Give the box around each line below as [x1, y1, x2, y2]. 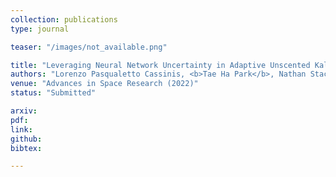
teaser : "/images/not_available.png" [10, 42, 168, 52]
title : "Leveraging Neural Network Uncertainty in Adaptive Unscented [10, 60, 311, 70]
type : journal [10, 24, 70, 34]
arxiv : [10, 106, 38, 116]
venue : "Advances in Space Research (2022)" [10, 79, 199, 89]
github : [10, 134, 43, 144]
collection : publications [10, 14, 118, 25]
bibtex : [10, 143, 43, 153]
